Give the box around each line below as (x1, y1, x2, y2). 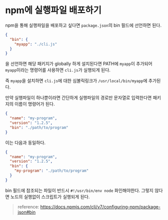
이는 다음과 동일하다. (5, 139, 46, 145)
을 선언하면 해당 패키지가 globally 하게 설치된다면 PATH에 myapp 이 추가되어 (5, 61, 152, 67)
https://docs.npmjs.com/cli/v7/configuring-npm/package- (40, 203, 161, 209)
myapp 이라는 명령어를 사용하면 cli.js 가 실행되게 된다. (5, 67, 111, 73)
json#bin (17, 209, 36, 215)
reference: (17, 203, 39, 209)
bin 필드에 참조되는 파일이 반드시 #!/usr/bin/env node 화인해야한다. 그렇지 (5, 187, 154, 193)
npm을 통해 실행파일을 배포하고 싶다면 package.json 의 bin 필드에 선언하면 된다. (5, 22, 162, 28)
